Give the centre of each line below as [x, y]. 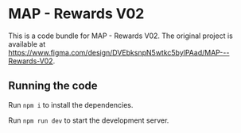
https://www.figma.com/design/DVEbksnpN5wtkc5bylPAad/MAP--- [119, 52]
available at [27, 44]
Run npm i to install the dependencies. [71, 104]
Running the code [53, 86]
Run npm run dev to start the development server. [89, 120]
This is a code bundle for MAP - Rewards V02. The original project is [120, 36]
